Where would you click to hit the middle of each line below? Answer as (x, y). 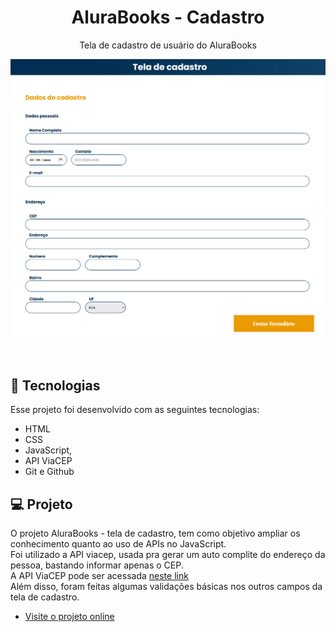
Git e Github (49, 472)
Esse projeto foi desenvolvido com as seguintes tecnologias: (135, 410)
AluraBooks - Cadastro (168, 17)
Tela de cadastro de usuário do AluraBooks (168, 45)
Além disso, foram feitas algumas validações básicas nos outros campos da (166, 586)
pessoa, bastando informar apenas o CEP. (97, 565)
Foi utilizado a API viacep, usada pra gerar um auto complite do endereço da (168, 554)
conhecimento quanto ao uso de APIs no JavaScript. (118, 543)
